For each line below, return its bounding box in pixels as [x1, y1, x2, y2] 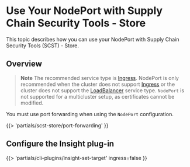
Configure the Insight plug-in [6, 139, 115, 149]
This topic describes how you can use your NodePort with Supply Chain [6, 36, 179, 43]
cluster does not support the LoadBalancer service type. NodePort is [20, 86, 185, 94]
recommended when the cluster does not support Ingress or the [20, 81, 175, 88]
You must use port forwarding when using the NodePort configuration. [6, 110, 174, 117]
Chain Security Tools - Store [6, 16, 146, 30]
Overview [6, 59, 43, 69]
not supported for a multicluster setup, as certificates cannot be [20, 93, 175, 100]
